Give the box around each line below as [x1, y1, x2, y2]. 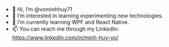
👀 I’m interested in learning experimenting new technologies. [12, 12, 164, 19]
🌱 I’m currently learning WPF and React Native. [12, 19, 130, 25]
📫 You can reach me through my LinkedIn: [12, 25, 119, 33]
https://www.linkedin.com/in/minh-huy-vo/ [12, 34, 119, 41]
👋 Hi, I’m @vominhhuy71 [12, 6, 73, 13]
